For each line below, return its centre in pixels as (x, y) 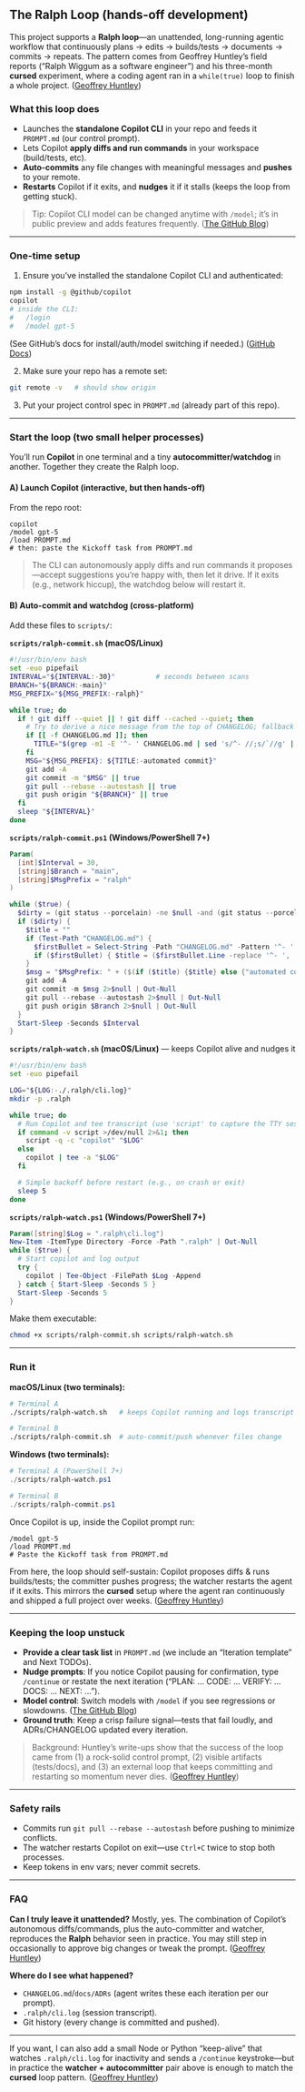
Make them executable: (53, 1318)
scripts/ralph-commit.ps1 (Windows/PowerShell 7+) (110, 838)
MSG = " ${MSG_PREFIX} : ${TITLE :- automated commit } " (122, 761)
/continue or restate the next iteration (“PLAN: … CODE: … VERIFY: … (152, 1681)
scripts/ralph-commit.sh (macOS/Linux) (86, 643)
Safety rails (35, 1808)
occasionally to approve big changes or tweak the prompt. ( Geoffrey (138, 1948)
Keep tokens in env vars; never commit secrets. (112, 1867)
